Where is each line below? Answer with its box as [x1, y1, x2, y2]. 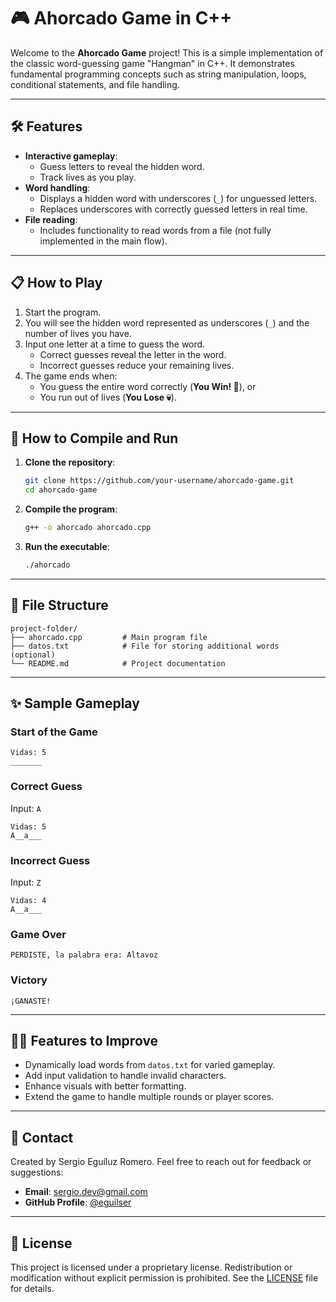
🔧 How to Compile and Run [10, 430, 179, 447]
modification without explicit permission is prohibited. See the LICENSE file [10, 1272, 319, 1284]
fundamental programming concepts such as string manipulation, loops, [10, 68, 307, 80]
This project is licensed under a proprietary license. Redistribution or [10, 1261, 293, 1273]
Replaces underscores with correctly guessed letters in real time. [39, 203, 308, 215]
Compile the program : [24, 503, 118, 515]
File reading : [24, 213, 78, 225]
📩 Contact [10, 1129, 74, 1146]
